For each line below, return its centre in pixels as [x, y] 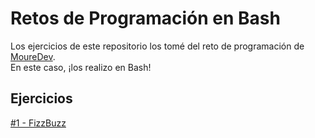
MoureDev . [33, 56]
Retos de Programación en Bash [145, 18]
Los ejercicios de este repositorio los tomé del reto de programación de [157, 46]
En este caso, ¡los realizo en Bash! [81, 67]
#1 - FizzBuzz [38, 123]
